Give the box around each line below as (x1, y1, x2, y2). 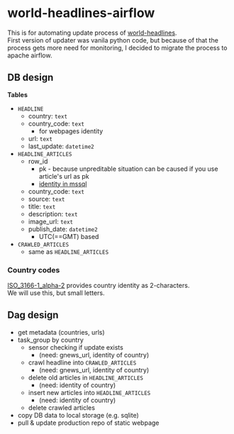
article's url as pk (38, 172, 90, 180)
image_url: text (28, 217, 74, 226)
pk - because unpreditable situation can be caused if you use (38, 165, 218, 173)
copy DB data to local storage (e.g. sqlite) (17, 411, 140, 419)
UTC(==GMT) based (38, 232, 99, 240)
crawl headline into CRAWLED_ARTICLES (28, 358, 137, 367)
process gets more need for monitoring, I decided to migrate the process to (7, 43, 228, 52)
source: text (28, 194, 65, 203)
